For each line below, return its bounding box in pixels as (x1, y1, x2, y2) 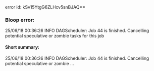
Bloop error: (5, 16, 35, 23)
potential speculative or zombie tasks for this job (5, 33, 104, 39)
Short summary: (5, 44, 40, 50)
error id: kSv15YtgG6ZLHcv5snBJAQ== (5, 4, 86, 10)
